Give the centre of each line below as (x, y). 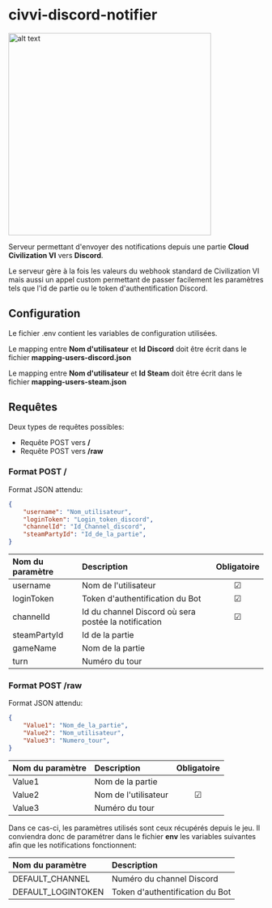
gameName (34, 648)
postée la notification (122, 622)
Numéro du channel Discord (165, 878)
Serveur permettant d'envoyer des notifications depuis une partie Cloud (129, 246)
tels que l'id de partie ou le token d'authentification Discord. (108, 288)
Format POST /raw (45, 685)
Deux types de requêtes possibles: (66, 426)
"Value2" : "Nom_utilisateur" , (74, 733)
